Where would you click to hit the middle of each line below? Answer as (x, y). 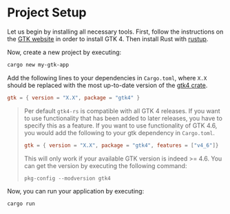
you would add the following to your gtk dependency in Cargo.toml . (119, 132)
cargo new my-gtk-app (38, 64)
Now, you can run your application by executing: (76, 191)
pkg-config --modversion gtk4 (67, 178)
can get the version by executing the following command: (105, 165)
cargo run (21, 204)
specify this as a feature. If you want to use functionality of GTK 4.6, (121, 126)
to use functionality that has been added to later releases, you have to (123, 118)
